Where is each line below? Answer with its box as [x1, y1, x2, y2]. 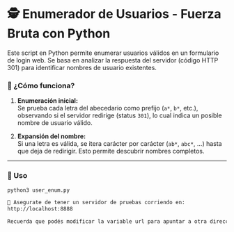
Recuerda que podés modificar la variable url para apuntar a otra [7, 218, 208, 225]
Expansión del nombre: [17, 132, 86, 140]
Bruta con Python [7, 26, 111, 42]
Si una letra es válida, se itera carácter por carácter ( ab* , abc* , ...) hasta [17, 140, 222, 148]
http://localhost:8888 [7, 206, 73, 213]
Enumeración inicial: [17, 97, 79, 105]
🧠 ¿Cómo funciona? [7, 81, 75, 90]
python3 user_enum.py [7, 186, 70, 194]
